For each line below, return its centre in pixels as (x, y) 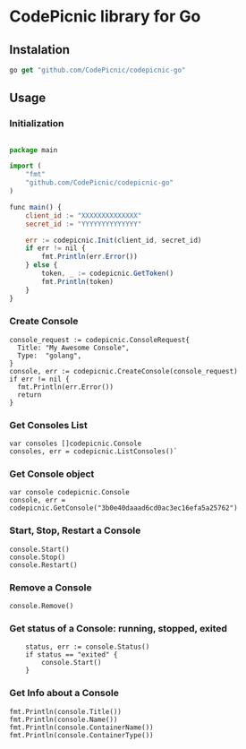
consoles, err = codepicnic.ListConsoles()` (93, 452)
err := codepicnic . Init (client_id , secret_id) (114, 240)
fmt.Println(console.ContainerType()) (81, 735)
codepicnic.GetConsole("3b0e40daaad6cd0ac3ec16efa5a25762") (124, 508)
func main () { (36, 207)
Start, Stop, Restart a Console (75, 530)
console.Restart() (43, 565)
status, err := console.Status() (88, 647)
